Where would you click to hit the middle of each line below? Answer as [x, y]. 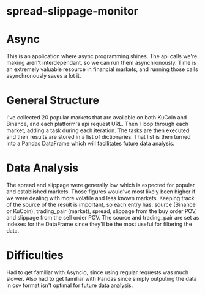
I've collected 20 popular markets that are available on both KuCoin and [97, 118]
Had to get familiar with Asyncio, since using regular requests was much [98, 272]
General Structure [53, 101]
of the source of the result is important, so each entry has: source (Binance [101, 204]
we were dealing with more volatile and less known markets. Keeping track [100, 198]
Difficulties [35, 256]
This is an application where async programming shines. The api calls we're [102, 56]
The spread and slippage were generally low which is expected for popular [101, 185]
